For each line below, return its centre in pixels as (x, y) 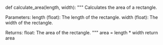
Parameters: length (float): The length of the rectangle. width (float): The (82, 17)
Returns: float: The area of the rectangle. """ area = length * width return (82, 32)
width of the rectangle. (29, 23)
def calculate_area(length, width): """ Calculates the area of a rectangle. (81, 7)
